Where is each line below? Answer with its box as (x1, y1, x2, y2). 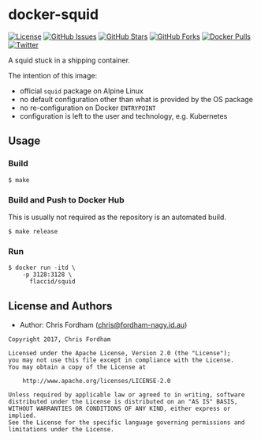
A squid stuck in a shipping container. (8, 55, 130, 65)
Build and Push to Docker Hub (8, 194, 125, 205)
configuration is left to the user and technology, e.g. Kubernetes (19, 111, 228, 120)
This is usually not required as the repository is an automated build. (8, 212, 227, 222)
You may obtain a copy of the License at (8, 363, 147, 371)
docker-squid (8, 6, 99, 24)
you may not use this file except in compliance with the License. (8, 356, 235, 365)
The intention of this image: (8, 70, 97, 80)
